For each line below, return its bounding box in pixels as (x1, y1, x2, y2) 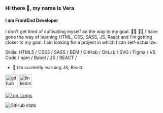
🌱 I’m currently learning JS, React (12, 65, 83, 71)
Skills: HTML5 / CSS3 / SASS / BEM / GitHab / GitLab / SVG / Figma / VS (5, 49, 156, 55)
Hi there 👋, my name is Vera (5, 5, 75, 12)
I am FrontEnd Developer (5, 17, 58, 23)
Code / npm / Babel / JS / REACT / (5, 54, 77, 61)
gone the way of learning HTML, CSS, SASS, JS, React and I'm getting (5, 34, 152, 40)
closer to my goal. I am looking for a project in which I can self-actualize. (5, 39, 157, 45)
